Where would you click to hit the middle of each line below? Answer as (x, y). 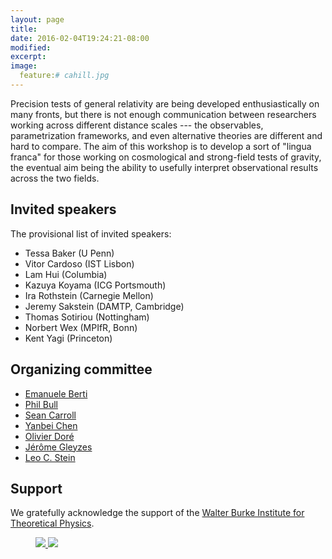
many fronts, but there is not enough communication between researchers (163, 114)
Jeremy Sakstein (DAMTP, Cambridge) (104, 306)
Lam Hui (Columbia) (66, 274)
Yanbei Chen (51, 425)
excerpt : (28, 57)
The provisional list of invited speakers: (91, 233)
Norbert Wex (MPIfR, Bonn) (81, 327)
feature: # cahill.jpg (64, 76)
